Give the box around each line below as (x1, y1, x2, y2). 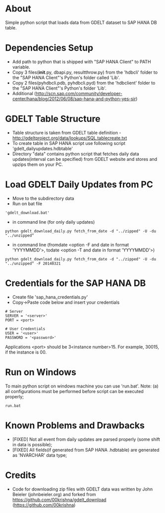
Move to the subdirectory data (12, 195, 74, 201)
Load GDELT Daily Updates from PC (5, 179, 154, 190)
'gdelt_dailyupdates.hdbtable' (12, 145, 73, 151)
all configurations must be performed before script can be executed (5, 388, 144, 394)
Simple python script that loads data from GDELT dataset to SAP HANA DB (5, 19, 157, 25)
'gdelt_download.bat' (5, 210, 50, 215)
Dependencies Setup (5, 42, 93, 54)
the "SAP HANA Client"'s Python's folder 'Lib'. (12, 85, 107, 91)
